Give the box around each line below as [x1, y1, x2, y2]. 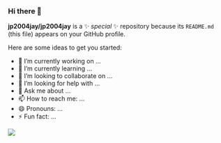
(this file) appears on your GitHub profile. [8, 30, 126, 38]
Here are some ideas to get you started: [8, 43, 123, 52]
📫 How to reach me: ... [17, 94, 85, 103]
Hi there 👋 [8, 6, 43, 16]
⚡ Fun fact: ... [17, 112, 56, 121]
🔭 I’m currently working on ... [17, 57, 101, 66]
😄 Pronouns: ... [17, 105, 63, 113]
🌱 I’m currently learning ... [17, 64, 93, 73]
